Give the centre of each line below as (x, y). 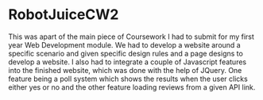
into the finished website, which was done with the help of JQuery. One (125, 70)
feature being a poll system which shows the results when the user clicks (128, 79)
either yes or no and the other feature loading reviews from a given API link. (132, 87)
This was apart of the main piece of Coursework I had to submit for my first (131, 37)
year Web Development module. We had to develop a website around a (124, 44)
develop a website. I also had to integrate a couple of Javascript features (128, 62)
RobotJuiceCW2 (64, 15)
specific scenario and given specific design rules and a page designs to (126, 53)
